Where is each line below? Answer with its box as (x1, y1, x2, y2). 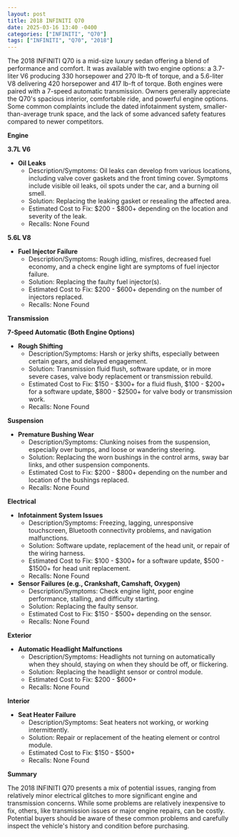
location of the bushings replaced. (28, 476, 130, 484)
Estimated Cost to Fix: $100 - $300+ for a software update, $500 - (28, 556, 225, 565)
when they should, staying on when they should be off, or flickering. (28, 660, 228, 668)
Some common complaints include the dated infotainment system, (7, 102, 202, 111)
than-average (7, 110, 48, 119)
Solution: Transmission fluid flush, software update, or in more (28, 365, 212, 374)
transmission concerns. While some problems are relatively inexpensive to (7, 799, 226, 808)
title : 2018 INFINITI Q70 (7, 17, 84, 24)
